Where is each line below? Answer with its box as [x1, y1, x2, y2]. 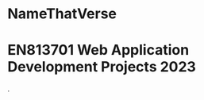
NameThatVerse [7, 5, 117, 23]
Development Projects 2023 [7, 58, 196, 76]
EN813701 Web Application [7, 41, 190, 60]
